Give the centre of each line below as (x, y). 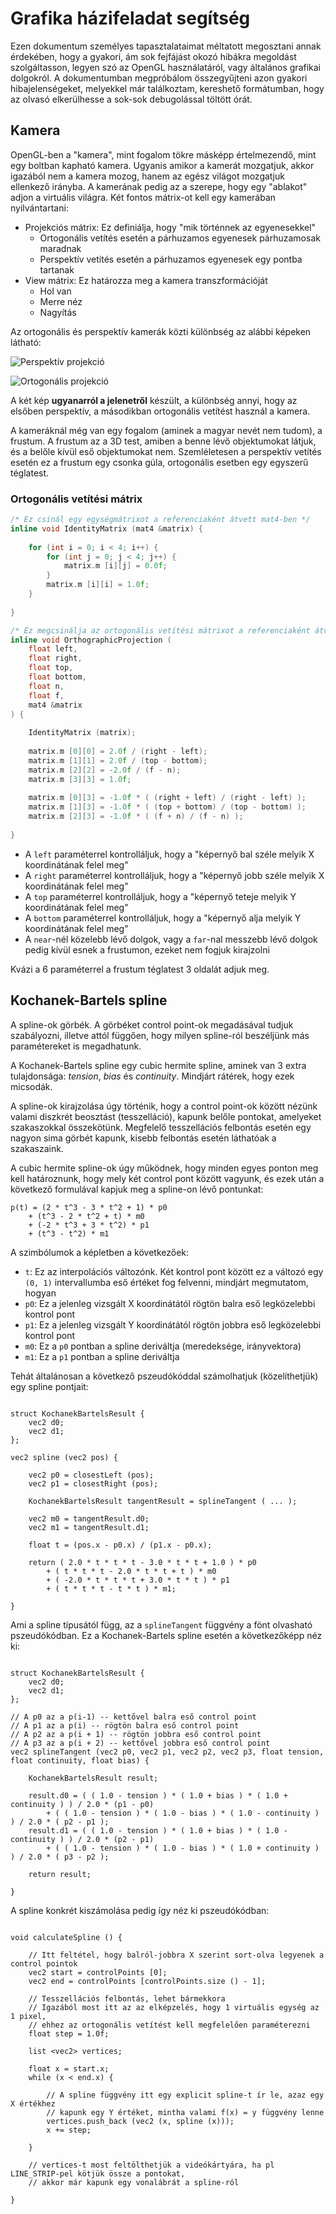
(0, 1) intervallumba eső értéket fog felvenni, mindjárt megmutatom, (166, 1282)
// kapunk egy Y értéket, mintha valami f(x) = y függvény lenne (185, 2112)
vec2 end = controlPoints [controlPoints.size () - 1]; (147, 1981)
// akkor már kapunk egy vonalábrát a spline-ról (134, 2182)
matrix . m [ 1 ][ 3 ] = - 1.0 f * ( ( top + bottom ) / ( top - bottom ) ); (167, 807)
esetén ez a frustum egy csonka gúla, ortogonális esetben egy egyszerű (159, 462)
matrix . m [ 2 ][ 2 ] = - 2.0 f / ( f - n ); (105, 770)
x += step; (69, 2130)
